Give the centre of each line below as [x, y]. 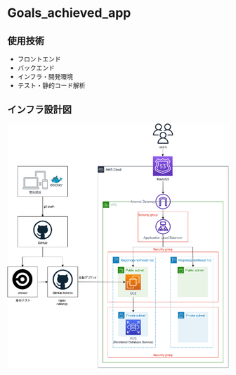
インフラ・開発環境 [45, 76]
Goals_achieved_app [69, 13]
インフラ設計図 [40, 110]
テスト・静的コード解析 [51, 85]
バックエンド [36, 68]
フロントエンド [39, 59]
